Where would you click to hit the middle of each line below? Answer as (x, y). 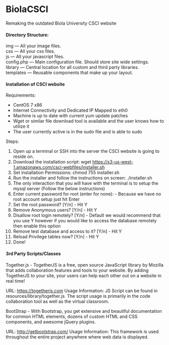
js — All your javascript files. (35, 57)
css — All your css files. (30, 51)
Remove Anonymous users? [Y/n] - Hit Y (55, 210)
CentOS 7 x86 (27, 105)
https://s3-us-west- (113, 162)
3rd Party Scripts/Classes (33, 253)
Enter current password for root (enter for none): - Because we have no (87, 194)
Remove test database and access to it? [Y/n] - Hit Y (67, 231)
